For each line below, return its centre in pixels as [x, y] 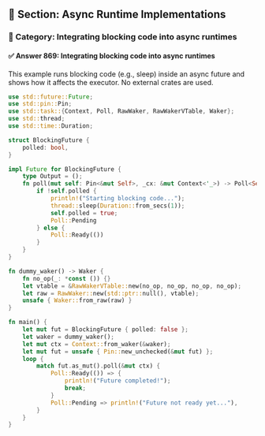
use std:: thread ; [37, 119]
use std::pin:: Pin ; [40, 104]
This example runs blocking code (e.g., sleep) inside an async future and [127, 74]
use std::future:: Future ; [50, 97]
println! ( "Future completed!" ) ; [118, 381]
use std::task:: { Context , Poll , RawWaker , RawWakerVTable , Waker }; [121, 111]
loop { [33, 359]
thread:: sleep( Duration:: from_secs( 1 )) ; [118, 206]
